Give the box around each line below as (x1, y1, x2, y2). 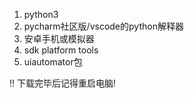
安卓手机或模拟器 (23, 33, 95, 44)
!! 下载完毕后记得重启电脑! (9, 77, 117, 89)
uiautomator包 (23, 56, 83, 68)
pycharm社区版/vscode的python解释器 (23, 20, 184, 32)
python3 (23, 9, 59, 20)
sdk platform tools (23, 44, 99, 56)
